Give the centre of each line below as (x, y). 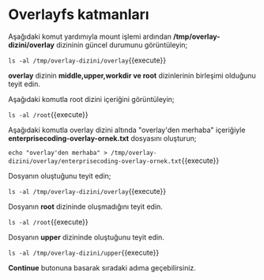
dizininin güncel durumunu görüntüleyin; (122, 44)
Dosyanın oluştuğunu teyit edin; (60, 176)
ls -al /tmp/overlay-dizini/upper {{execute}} (84, 252)
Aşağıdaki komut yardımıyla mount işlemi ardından (90, 36)
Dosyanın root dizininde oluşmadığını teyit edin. (86, 206)
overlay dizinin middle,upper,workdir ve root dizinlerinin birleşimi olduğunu (132, 75)
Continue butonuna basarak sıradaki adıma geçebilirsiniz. (102, 267)
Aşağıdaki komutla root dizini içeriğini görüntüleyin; (92, 99)
